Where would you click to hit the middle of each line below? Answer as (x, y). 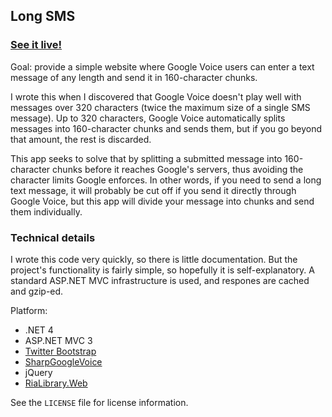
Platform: (29, 310)
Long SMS (43, 16)
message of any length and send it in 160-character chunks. (134, 77)
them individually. (46, 211)
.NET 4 (39, 330)
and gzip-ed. (37, 291)
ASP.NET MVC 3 (58, 340)
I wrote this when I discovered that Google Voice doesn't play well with (156, 96)
